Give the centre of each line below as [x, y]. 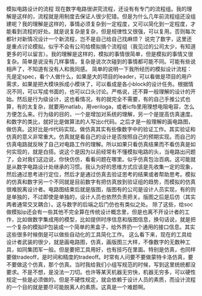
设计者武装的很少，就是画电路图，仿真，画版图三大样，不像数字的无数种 [96, 242]
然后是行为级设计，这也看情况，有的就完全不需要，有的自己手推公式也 [103, 99]
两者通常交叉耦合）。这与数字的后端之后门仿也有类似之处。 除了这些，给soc [100, 204]
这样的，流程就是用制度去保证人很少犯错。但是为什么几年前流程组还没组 [106, 16]
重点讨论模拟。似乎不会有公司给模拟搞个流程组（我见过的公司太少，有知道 [103, 46]
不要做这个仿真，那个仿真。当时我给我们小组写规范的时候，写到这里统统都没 [101, 264]
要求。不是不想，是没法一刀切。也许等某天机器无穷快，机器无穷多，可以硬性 [101, 272]
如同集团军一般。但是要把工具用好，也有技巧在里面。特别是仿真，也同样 [106, 249]
